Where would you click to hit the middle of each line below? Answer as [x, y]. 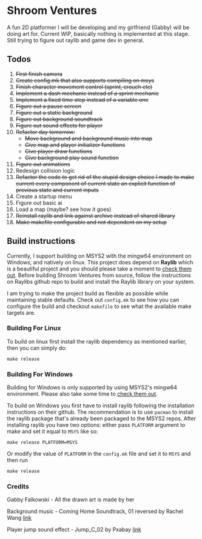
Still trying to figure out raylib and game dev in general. [76, 40]
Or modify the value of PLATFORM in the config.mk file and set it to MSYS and [99, 454]
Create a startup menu [44, 196]
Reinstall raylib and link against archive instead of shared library [95, 215]
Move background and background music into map [89, 138]
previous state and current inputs [57, 190]
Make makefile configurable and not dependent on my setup [91, 222]
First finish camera [39, 74]
